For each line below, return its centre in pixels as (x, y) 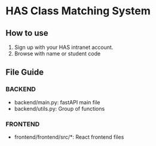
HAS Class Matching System (78, 11)
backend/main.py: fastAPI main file (57, 102)
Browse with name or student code (57, 54)
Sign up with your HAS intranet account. (64, 47)
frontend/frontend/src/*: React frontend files (69, 137)
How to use (27, 33)
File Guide (25, 72)
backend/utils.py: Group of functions (59, 108)
